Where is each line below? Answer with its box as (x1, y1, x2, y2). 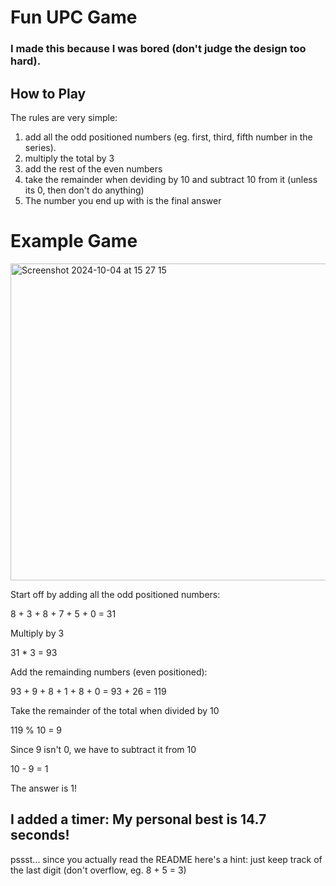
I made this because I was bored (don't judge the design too (10, 42, 307, 56)
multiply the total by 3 (24, 152, 115, 164)
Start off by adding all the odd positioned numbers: (10, 588, 221, 600)
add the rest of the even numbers (24, 162, 163, 175)
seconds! (10, 827, 70, 844)
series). (24, 141, 57, 153)
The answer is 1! (10, 782, 77, 794)
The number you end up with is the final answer (24, 194, 222, 206)
